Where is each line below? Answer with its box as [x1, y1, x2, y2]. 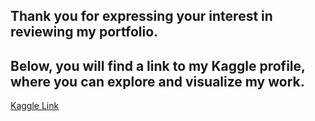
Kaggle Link [10, 100, 60, 112]
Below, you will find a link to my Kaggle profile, [10, 57, 306, 74]
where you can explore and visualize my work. [10, 73, 305, 90]
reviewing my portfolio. [10, 24, 159, 41]
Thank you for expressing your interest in [10, 8, 273, 25]
